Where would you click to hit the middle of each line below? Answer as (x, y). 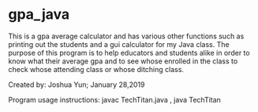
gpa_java (39, 14)
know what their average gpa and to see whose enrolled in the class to (123, 61)
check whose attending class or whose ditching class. (96, 69)
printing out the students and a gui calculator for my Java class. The (119, 44)
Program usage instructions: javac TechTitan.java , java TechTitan (114, 99)
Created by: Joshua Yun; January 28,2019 (77, 85)
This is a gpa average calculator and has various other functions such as (126, 36)
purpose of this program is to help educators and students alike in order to (129, 52)
